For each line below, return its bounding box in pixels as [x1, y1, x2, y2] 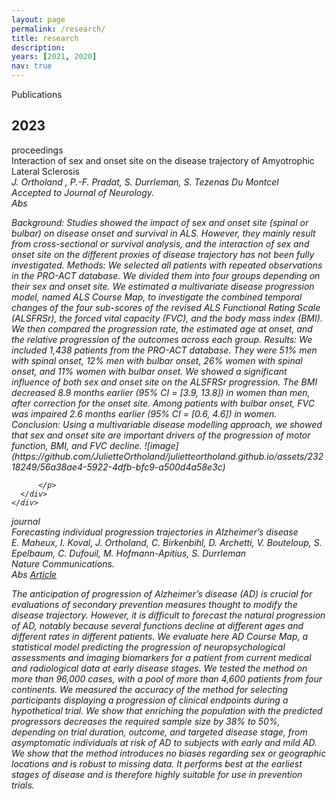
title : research [11, 33, 79, 43]
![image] [144, 439, 179, 451]
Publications [11, 89, 63, 100]
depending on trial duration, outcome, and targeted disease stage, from [11, 726, 308, 738]
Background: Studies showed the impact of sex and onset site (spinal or [11, 216, 309, 228]
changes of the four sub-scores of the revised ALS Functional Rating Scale [11, 301, 321, 313]
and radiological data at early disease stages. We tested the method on [11, 662, 308, 674]
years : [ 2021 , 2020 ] [11, 52, 98, 62]
